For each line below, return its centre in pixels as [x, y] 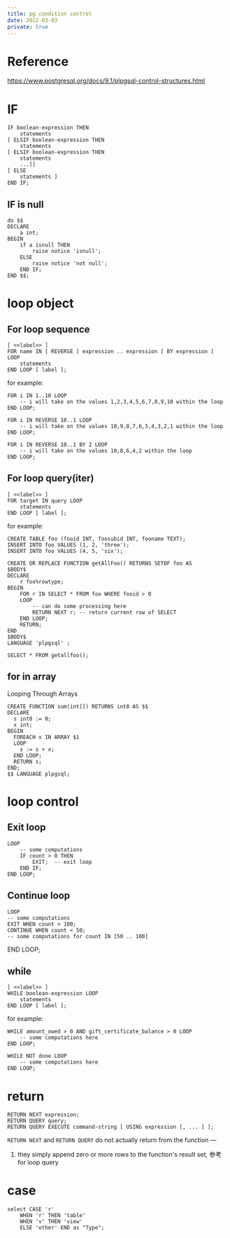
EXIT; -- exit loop [62, 862]
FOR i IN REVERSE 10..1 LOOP [50, 420]
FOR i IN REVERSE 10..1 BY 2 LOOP [58, 445]
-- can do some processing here [80, 606]
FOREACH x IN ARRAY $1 [46, 737]
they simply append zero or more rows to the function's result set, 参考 [120, 1155]
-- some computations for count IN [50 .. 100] [78, 936]
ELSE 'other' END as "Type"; [62, 1228]
